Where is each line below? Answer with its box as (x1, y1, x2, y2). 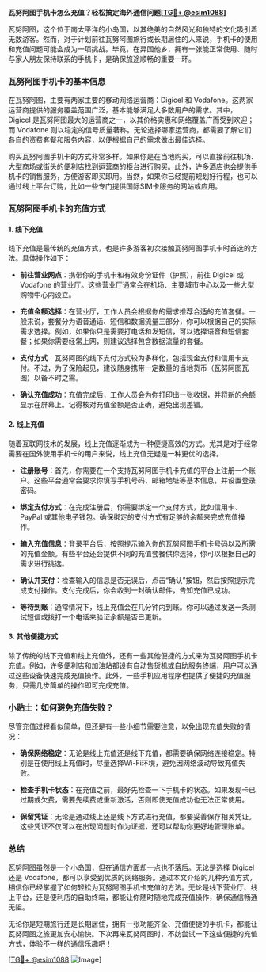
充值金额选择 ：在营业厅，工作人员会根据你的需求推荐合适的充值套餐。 (19, 307, 249, 316)
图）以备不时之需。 (19, 373, 83, 383)
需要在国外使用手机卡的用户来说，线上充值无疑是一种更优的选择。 (8, 448, 223, 458)
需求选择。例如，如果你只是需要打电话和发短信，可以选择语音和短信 (19, 326, 242, 336)
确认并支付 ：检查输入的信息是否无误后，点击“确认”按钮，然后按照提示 (19, 575, 249, 585)
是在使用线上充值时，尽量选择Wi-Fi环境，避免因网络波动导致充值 (26, 758, 239, 768)
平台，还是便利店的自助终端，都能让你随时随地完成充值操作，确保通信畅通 (14, 893, 258, 902)
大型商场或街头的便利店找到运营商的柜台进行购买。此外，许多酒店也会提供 (8, 162, 251, 171)
